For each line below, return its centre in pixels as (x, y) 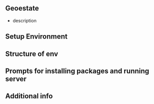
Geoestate (22, 8)
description (24, 20)
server (16, 79)
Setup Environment (36, 37)
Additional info (29, 96)
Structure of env (32, 54)
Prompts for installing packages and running (77, 71)
